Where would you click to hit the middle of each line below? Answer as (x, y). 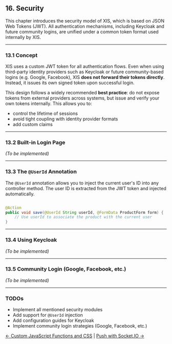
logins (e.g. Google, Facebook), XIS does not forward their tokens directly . (85, 77)
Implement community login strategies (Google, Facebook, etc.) (80, 326)
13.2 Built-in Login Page (35, 143)
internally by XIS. (23, 37)
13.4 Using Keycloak (31, 240)
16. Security (25, 8)
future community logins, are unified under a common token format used (82, 32)
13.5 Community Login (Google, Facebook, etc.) (66, 269)
